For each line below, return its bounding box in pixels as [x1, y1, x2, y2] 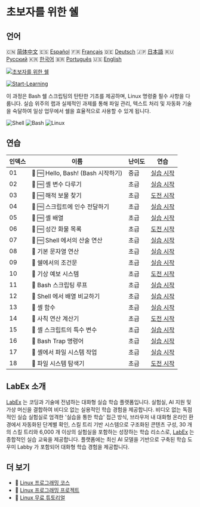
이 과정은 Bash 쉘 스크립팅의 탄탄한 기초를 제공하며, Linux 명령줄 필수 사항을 [6, 93, 184, 99]
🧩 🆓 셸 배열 [32, 213, 64, 222]
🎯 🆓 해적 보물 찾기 [32, 191, 82, 199]
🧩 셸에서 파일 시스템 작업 [32, 348, 97, 356]
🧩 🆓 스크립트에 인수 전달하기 [32, 202, 109, 211]
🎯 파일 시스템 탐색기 [32, 359, 85, 367]
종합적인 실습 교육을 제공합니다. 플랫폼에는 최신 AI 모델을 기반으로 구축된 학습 [6, 435, 186, 443]
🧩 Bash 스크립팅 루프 [32, 281, 88, 289]
